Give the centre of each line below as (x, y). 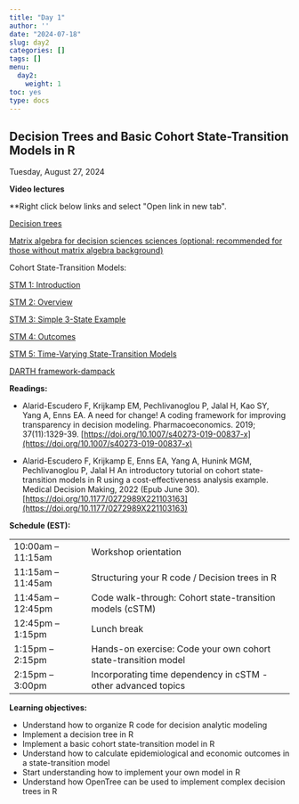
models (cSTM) (124, 609)
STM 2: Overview (41, 302)
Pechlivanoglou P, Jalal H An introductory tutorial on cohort (131, 471)
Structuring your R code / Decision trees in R (184, 578)
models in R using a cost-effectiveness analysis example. (164, 480)
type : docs (29, 100)
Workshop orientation (137, 552)
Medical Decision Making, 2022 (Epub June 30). (111, 489)
